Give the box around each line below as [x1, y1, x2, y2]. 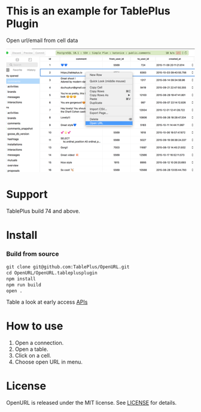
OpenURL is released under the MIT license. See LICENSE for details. [6, 399, 177, 406]
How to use [6, 319, 63, 333]
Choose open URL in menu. [14, 358, 83, 366]
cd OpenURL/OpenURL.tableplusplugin [6, 270, 98, 276]
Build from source [6, 250, 59, 258]
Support [6, 187, 48, 201]
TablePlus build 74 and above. [6, 207, 81, 214]
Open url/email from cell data [6, 37, 78, 44]
